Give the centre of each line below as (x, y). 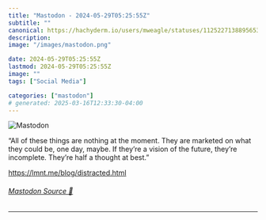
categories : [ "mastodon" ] (51, 96)
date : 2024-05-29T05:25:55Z (55, 59)
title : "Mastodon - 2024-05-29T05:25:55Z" (79, 15)
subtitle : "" (30, 23)
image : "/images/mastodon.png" (60, 45)
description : (30, 38)
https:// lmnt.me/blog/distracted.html (67, 173)
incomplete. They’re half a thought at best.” (79, 157)
